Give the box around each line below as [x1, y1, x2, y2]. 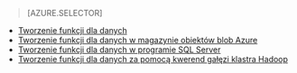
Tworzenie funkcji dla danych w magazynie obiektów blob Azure [17, 35, 258, 45]
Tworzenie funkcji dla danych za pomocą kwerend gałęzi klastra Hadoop [17, 54, 289, 64]
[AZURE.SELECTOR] [26, 8, 103, 18]
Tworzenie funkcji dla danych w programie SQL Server [17, 44, 221, 55]
